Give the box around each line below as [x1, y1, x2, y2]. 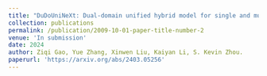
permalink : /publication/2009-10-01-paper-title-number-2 [8, 26, 204, 34]
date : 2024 [8, 41, 44, 49]
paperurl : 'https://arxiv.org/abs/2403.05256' [8, 56, 165, 64]
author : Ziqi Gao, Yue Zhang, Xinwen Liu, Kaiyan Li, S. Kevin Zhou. [8, 48, 244, 56]
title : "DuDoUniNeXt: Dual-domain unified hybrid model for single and [8, 11, 250, 20]
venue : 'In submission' [8, 33, 87, 42]
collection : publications [8, 19, 94, 27]
